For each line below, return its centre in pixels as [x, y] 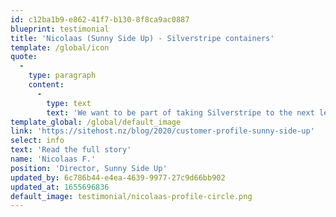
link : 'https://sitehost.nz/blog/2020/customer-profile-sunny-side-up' [162, 131]
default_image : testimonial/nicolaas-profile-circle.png [131, 196]
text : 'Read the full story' [71, 150]
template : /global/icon [60, 47]
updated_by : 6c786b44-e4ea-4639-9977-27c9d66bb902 [118, 177]
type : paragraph [62, 76]
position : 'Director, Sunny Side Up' [89, 168]
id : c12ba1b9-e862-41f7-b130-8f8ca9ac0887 [100, 19]
